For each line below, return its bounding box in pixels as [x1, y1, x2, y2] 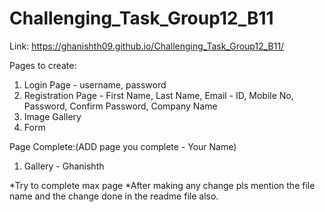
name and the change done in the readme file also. [9, 190, 219, 202]
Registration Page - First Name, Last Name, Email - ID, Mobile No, [23, 89, 294, 101]
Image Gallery [23, 110, 82, 122]
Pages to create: [9, 59, 77, 71]
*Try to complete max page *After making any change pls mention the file [9, 179, 316, 191]
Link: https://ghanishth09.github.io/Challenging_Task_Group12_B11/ [9, 40, 285, 52]
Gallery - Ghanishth [23, 160, 105, 172]
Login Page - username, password [23, 78, 167, 91]
